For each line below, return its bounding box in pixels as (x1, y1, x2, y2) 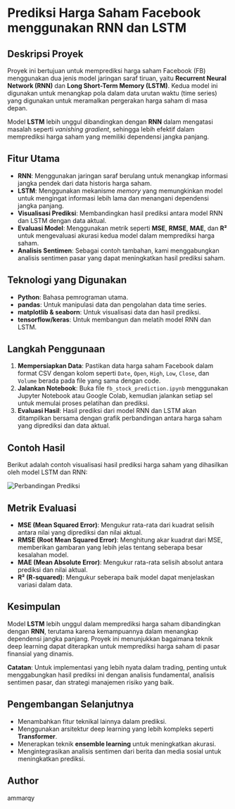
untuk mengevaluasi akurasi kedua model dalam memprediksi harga (17, 231, 215, 240)
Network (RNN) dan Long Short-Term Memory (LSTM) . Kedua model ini (7, 82, 218, 89)
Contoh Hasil (7, 442, 65, 454)
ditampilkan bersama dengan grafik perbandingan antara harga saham (17, 414, 222, 423)
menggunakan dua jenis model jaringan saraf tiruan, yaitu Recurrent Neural (7, 74, 227, 82)
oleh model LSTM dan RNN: (7, 468, 88, 476)
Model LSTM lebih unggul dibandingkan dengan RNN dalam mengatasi (7, 117, 213, 126)
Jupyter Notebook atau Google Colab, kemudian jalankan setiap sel (17, 392, 213, 400)
